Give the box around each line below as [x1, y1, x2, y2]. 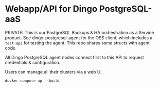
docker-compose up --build [5, 78, 60, 83]
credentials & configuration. [5, 59, 61, 65]
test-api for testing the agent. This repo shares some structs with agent [5, 40, 150, 45]
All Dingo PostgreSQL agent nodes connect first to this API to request [5, 54, 144, 60]
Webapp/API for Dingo [5, 3, 98, 15]
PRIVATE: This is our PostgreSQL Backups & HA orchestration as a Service [5, 29, 154, 35]
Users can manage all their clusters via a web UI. [5, 69, 103, 74]
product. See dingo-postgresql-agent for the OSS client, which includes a [5, 35, 153, 41]
